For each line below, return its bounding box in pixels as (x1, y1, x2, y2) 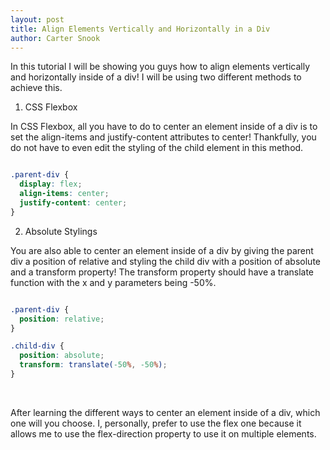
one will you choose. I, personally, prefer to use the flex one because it (10, 417, 302, 429)
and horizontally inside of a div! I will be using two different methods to (10, 71, 302, 83)
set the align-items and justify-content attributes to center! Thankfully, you (10, 131, 317, 143)
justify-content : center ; (19, 198, 128, 208)
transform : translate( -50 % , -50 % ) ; (19, 360, 168, 370)
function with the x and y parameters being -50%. (10, 276, 217, 288)
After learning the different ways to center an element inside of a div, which (10, 406, 321, 418)
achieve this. (10, 82, 63, 94)
